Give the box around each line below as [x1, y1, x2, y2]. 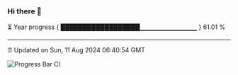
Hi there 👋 [7, 6, 42, 16]
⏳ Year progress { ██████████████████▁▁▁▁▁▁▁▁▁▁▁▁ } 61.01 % [7, 23, 226, 31]
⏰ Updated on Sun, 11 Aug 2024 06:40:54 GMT [7, 46, 145, 54]
